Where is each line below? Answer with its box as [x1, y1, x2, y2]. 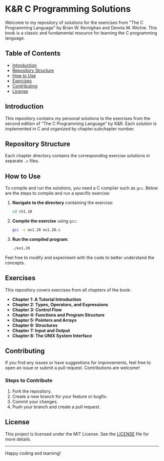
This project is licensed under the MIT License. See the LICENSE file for [5, 431, 149, 437]
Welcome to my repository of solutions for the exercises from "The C [5, 20, 143, 25]
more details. [5, 436, 32, 442]
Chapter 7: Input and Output [12, 327, 70, 333]
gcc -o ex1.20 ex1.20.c [12, 228, 61, 232]
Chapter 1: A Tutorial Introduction [12, 296, 82, 302]
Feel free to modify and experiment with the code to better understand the [5, 254, 155, 260]
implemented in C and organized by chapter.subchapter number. [5, 126, 135, 131]
